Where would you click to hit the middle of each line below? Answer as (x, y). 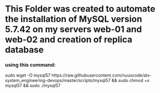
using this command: (30, 65)
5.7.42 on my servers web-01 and (73, 29)
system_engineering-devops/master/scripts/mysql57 (58, 80)
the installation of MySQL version (73, 19)
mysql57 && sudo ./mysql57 (33, 86)
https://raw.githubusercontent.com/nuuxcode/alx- (102, 75)
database (24, 50)
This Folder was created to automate (80, 9)
